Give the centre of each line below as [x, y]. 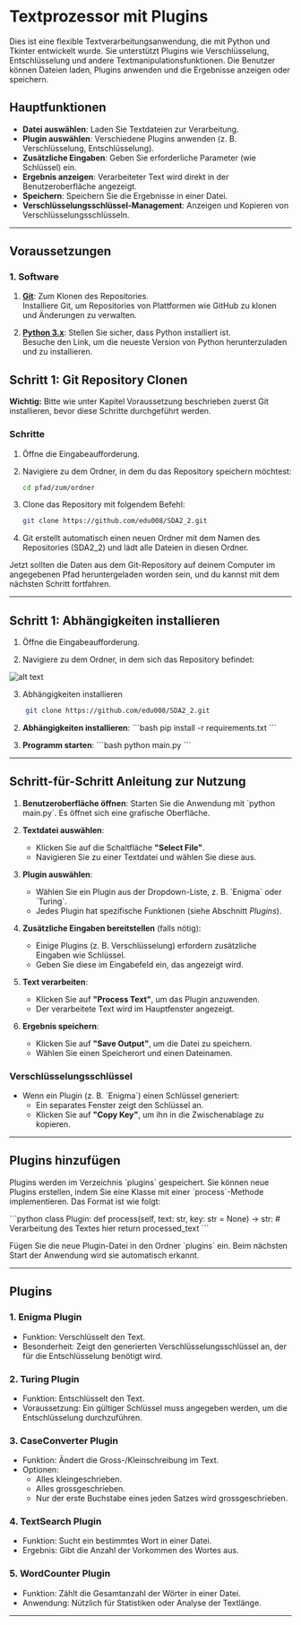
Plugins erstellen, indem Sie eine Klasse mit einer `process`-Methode [137, 1191]
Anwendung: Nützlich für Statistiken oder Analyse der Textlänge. [142, 1603]
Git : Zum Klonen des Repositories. [86, 297]
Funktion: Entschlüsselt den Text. [83, 1398]
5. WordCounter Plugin [60, 1574]
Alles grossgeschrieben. [80, 1489]
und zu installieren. [57, 352]
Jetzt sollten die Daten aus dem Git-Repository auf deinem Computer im [142, 565]
